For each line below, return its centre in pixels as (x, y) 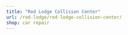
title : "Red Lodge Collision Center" (53, 12)
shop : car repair (28, 23)
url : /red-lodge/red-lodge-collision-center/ (64, 17)
